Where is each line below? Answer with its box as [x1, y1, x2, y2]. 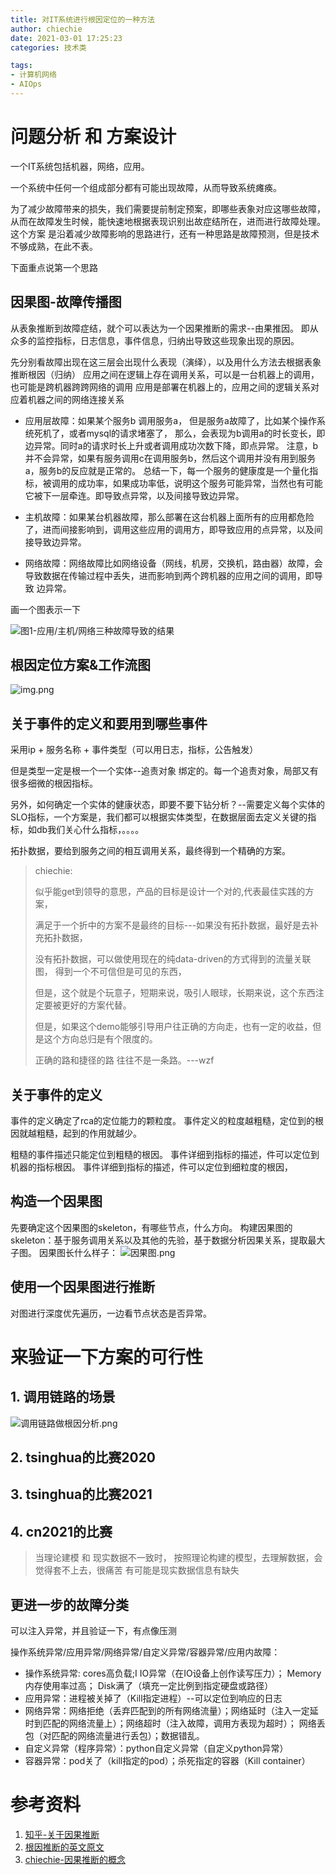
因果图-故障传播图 [10, 294, 122, 311]
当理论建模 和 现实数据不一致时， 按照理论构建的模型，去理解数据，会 [34, 1552, 323, 1564]
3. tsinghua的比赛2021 [10, 1486, 153, 1503]
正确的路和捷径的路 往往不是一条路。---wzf [34, 1054, 215, 1066]
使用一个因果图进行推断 [10, 1279, 155, 1296]
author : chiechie [10, 24, 83, 34]
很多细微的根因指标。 [10, 777, 98, 790]
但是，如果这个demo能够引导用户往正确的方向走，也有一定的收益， [34, 1021, 313, 1033]
